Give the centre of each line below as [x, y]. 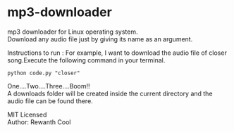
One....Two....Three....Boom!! [49, 86]
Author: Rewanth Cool [39, 122]
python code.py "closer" [44, 73]
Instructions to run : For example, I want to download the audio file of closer [117, 53]
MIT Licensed [27, 114]
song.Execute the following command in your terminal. [86, 60]
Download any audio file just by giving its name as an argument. [100, 39]
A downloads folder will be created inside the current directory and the [110, 93]
